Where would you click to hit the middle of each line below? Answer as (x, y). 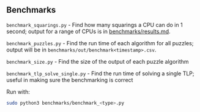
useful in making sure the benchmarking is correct (70, 80)
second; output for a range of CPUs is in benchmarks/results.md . (88, 31)
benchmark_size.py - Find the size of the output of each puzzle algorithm (98, 61)
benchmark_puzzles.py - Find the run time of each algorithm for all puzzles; (100, 43)
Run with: (18, 92)
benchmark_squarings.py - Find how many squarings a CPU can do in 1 (94, 24)
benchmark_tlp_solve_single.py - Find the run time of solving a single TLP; (100, 73)
